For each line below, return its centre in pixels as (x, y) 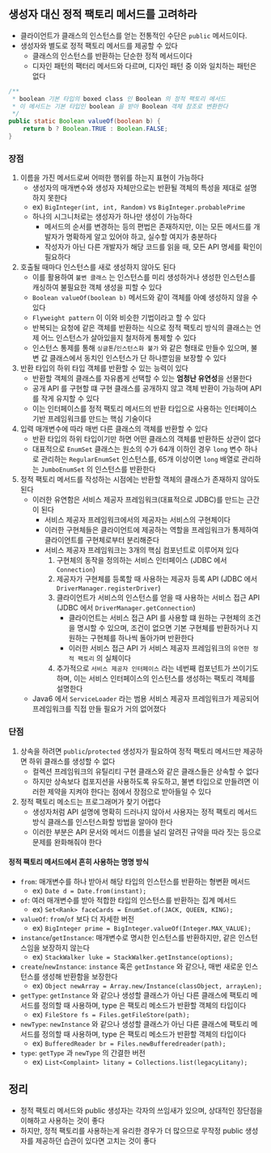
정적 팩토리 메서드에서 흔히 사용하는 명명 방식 (79, 862)
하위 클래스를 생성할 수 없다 (72, 761)
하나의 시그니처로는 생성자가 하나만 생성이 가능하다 (112, 217)
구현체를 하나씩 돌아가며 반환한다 (142, 638)
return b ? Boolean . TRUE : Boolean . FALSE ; (95, 129)
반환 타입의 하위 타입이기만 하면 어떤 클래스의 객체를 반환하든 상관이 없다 (146, 439)
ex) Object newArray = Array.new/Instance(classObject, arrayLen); (147, 986)
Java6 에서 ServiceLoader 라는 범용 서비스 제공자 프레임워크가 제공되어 (146, 699)
